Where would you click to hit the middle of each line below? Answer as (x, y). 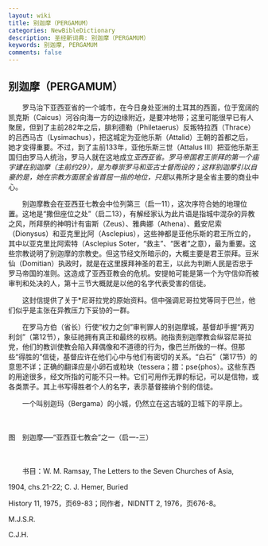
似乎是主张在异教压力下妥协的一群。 (74, 310)
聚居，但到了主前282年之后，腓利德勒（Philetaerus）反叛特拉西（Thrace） (132, 127)
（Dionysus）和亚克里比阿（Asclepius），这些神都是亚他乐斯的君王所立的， (132, 233)
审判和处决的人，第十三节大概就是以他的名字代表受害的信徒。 (109, 283)
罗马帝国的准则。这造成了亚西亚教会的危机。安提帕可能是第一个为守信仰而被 (134, 273)
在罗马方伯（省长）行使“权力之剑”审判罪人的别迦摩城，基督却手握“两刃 (138, 327)
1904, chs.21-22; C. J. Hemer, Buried (68, 486)
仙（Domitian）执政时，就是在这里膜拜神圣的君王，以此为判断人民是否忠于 (131, 263)
